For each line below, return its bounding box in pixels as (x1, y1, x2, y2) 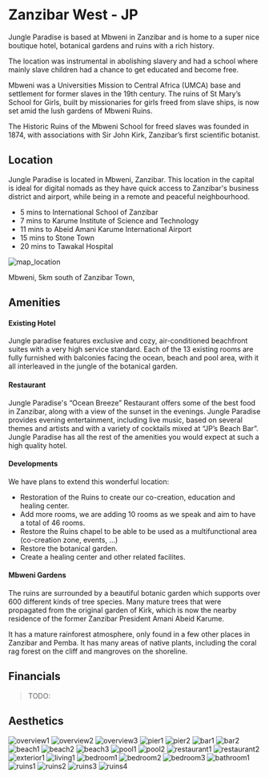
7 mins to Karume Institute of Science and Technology (19, 215, 199, 226)
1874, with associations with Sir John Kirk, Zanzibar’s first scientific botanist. (8, 130, 260, 140)
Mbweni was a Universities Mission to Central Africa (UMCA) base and (8, 80, 242, 90)
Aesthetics (8, 715, 64, 728)
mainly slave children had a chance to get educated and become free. (8, 64, 239, 74)
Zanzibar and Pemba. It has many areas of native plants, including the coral (8, 637, 257, 647)
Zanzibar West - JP (8, 6, 139, 24)
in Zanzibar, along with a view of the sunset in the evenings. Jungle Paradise (8, 406, 261, 416)
